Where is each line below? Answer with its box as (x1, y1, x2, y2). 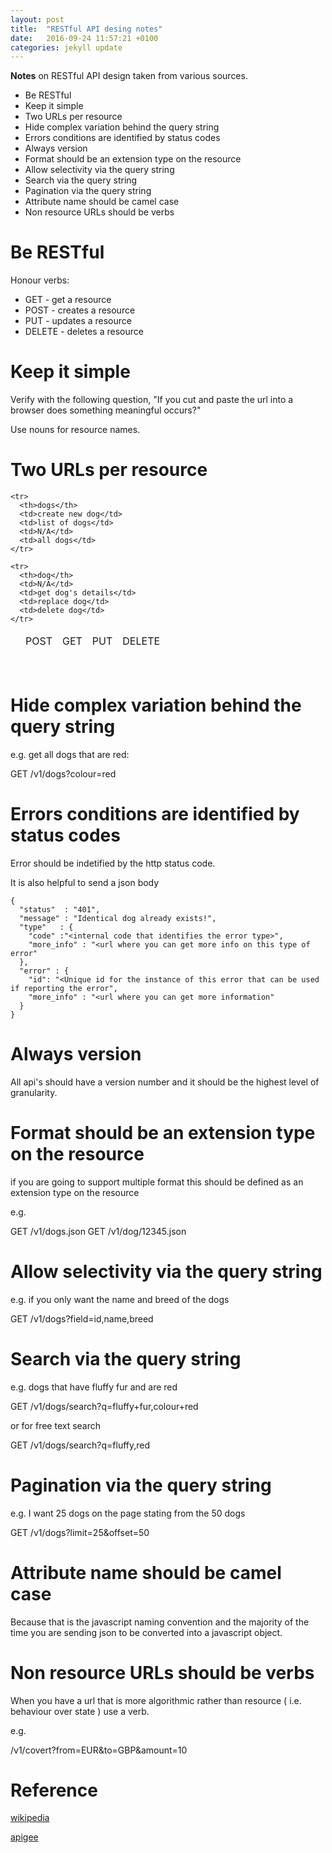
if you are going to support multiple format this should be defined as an (10, 1176, 304, 1188)
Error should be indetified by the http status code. (10, 857, 216, 869)
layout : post (10, 14, 65, 25)
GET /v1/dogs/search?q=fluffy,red (10, 1439, 151, 1451)
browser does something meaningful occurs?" (10, 404, 202, 416)
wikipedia (10, 1812, 50, 1824)
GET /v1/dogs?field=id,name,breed (10, 1312, 154, 1325)
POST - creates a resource (24, 304, 136, 316)
